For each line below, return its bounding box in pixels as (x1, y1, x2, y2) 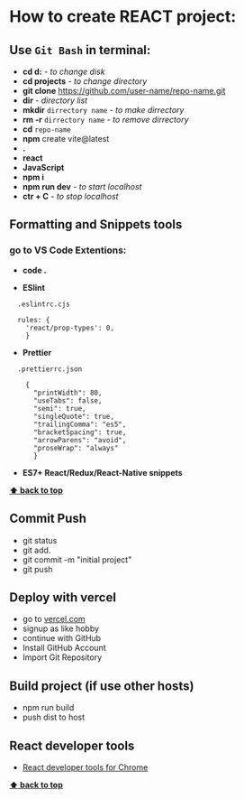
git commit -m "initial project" (22, 553, 132, 565)
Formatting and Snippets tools (9, 217, 183, 232)
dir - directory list (22, 95, 88, 106)
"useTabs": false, (32, 395, 103, 405)
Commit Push (9, 511, 87, 526)
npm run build (22, 702, 75, 713)
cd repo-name (22, 124, 72, 135)
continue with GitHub (22, 633, 102, 644)
